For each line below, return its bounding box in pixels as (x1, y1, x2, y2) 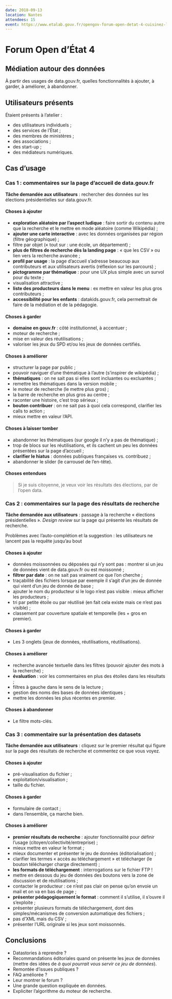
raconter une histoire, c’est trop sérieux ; (12, 397, 99, 403)
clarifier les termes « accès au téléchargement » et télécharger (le (12, 856, 153, 862)
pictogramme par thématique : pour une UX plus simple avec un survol (12, 269, 164, 275)
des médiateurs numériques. (12, 149, 73, 156)
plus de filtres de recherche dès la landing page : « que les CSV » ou (12, 247, 160, 253)
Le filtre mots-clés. (12, 718, 53, 724)
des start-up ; (12, 144, 42, 150)
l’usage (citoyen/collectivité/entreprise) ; (12, 839, 98, 845)
